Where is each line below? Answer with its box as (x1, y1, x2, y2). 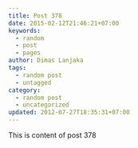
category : (8, 86, 41, 94)
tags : (8, 64, 26, 72)
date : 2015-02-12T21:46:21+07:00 (8, 19, 120, 27)
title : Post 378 (8, 11, 62, 20)
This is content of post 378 (8, 130, 97, 140)
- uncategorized (15, 101, 69, 109)
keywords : (8, 26, 41, 34)
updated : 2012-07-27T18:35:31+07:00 (8, 109, 130, 117)
